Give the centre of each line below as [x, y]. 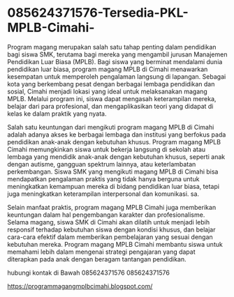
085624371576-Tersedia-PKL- [98, 13]
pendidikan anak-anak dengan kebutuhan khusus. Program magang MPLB [114, 142]
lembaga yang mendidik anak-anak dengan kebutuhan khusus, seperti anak [116, 157]
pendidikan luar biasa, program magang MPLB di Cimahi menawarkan [108, 69]
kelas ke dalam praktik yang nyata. [57, 114]
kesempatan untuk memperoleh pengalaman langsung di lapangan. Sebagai [117, 76]
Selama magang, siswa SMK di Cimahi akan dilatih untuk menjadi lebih [109, 222]
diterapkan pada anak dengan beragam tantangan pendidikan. [97, 259]
